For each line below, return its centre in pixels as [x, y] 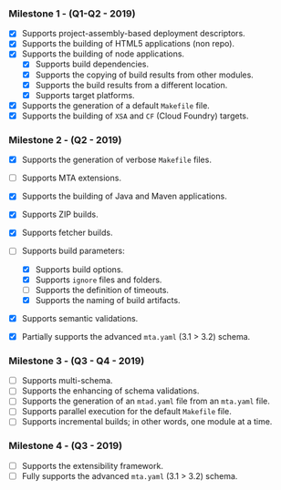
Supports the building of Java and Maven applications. [124, 196]
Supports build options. [79, 269]
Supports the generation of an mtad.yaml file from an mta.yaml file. [146, 401]
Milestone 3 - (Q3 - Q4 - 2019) [77, 361]
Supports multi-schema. [67, 381]
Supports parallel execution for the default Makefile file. [126, 412]
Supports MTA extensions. [72, 178]
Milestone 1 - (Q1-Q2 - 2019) [72, 14]
